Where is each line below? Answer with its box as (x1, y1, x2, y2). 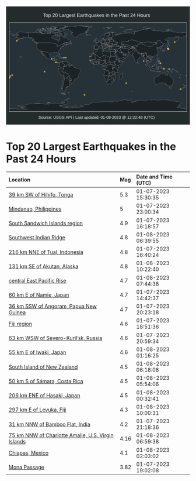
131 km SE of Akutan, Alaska (8, 263, 79, 270)
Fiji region (8, 320, 33, 327)
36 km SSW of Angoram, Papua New (8, 303, 97, 310)
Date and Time (136, 173, 173, 180)
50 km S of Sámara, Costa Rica (8, 377, 83, 384)
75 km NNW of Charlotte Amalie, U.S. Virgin (8, 432, 114, 439)
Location (8, 176, 31, 183)
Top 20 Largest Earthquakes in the (6, 140, 176, 153)
